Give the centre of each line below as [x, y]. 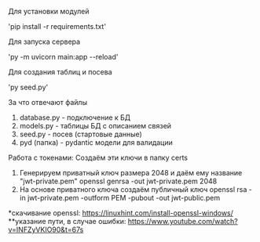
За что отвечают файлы [48, 102]
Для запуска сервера [44, 42]
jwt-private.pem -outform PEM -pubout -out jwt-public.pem [124, 198]
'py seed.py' [28, 87]
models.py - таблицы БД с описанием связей [95, 126]
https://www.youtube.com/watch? [183, 221]
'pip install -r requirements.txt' [57, 26]
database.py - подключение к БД [75, 117]
